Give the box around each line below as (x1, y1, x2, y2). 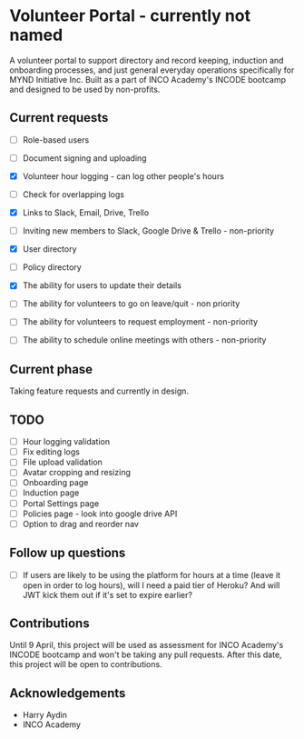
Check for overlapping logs (22, 188, 125, 200)
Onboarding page (22, 477, 89, 488)
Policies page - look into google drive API (22, 508, 178, 519)
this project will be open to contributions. (9, 659, 162, 670)
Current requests (9, 110, 109, 125)
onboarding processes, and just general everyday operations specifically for (9, 65, 295, 75)
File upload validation (22, 456, 103, 468)
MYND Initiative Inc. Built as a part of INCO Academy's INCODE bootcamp (9, 74, 287, 85)
